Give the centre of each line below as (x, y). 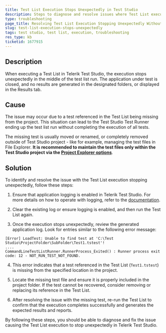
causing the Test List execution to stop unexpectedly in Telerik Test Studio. (81, 325)
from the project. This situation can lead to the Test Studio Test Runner (77, 122)
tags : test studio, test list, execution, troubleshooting (67, 33)
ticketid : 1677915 (24, 42)
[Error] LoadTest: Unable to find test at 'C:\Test (59, 239)
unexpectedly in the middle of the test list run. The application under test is (82, 79)
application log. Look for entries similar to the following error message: (84, 229)
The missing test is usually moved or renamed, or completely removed (77, 137)
